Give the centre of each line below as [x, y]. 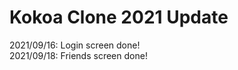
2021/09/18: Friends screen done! [78, 55]
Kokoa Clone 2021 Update [119, 17]
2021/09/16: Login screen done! [75, 45]
